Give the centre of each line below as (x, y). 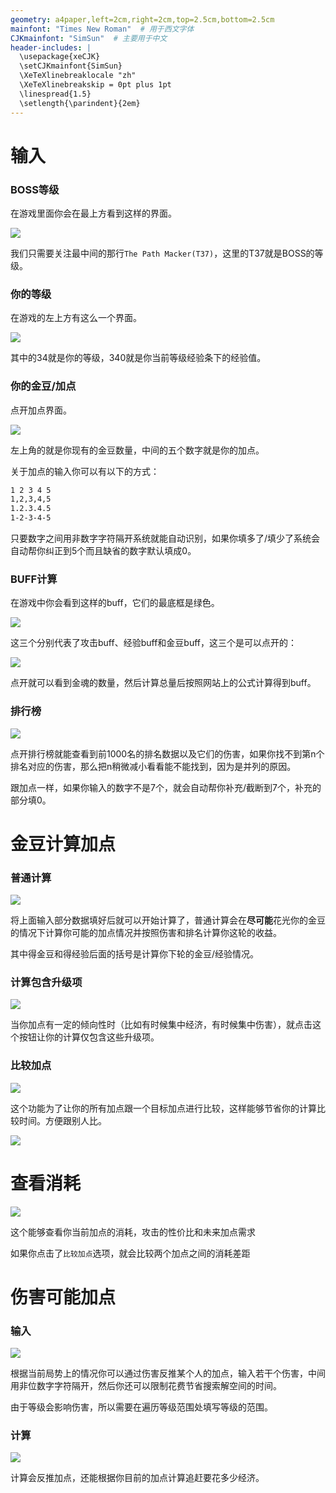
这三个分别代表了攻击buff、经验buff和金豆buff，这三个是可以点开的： (153, 643)
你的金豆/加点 (43, 386)
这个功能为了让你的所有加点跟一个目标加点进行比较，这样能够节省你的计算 (163, 1108)
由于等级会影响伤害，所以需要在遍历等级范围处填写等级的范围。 (141, 1407)
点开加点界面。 (41, 410)
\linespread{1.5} (55, 94)
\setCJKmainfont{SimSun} (71, 66)
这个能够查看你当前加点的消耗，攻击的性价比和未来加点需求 (133, 1232)
